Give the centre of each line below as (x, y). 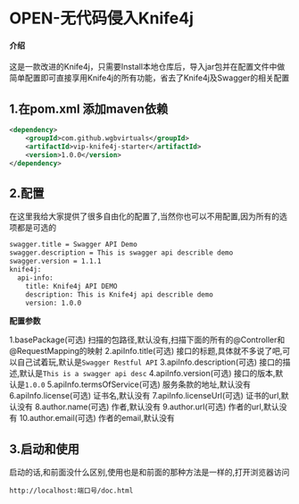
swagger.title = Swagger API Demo (74, 245)
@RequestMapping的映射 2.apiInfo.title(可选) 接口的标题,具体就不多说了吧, (146, 351)
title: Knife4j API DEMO (71, 286)
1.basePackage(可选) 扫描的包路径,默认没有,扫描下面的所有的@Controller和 (147, 340)
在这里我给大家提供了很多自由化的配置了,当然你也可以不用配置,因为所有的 (145, 216)
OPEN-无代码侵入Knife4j (102, 18)
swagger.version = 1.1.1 (55, 261)
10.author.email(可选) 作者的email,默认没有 (97, 418)
